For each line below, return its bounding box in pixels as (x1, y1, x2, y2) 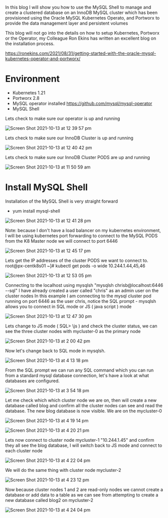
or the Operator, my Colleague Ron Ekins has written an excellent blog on (5, 35, 156, 41)
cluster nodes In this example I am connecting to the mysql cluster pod (5, 293, 151, 299)
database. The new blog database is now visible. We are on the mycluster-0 (5, 408, 162, 414)
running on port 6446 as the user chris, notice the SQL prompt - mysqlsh (5, 298, 156, 304)
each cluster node (5, 447, 43, 453)
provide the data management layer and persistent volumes (5, 20, 128, 26)
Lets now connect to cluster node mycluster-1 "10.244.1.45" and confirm (5, 437, 154, 443)
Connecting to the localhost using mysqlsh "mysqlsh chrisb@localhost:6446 (5, 282, 163, 288)
